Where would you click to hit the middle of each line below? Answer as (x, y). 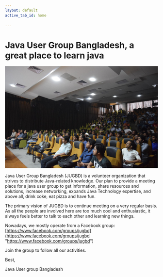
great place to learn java (55, 55)
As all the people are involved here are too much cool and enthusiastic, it (78, 211)
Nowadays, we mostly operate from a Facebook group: (60, 225)
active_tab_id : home (26, 15)
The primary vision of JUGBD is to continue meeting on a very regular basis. (81, 206)
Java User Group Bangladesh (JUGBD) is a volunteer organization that (75, 176)
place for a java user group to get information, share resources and (72, 186)
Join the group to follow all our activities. (46, 250)
